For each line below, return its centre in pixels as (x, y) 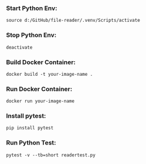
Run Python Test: (31, 143)
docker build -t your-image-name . (50, 74)
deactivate (19, 47)
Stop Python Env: (31, 35)
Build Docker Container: (41, 62)
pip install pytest (30, 128)
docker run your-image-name (40, 101)
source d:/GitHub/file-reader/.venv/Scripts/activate (73, 21)
